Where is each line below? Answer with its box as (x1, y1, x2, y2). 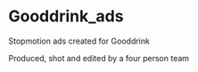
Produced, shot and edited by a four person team (8, 52, 189, 63)
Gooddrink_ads (8, 6, 124, 27)
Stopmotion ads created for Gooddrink (8, 36, 151, 46)
